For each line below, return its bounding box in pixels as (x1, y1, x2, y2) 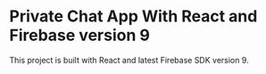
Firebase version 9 (9, 25, 150, 45)
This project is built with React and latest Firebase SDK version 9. (9, 54, 249, 65)
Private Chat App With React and (9, 6, 258, 27)
